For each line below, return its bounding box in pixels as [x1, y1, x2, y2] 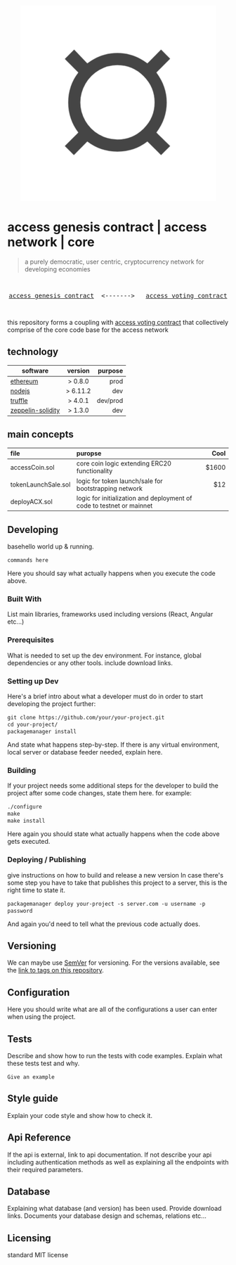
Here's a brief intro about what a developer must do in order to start [7, 692, 204, 701]
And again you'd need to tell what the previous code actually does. [7, 920, 201, 928]
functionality [76, 467, 113, 475]
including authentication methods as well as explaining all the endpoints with [7, 1157, 229, 1166]
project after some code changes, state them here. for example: [7, 789, 192, 797]
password [7, 907, 33, 914]
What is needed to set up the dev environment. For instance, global [7, 651, 202, 660]
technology [7, 346, 58, 358]
